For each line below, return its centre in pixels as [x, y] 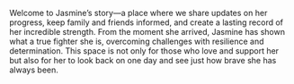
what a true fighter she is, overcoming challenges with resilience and [137, 41]
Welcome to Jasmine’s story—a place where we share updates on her [138, 13]
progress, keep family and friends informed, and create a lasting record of [147, 22]
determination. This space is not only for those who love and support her [144, 51]
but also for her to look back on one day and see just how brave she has [143, 60]
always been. [34, 70]
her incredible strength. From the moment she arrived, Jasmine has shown [147, 32]
